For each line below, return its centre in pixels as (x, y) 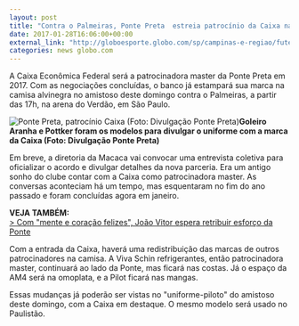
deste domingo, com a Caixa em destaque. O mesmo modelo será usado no (148, 305)
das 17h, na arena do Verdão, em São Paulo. (90, 104)
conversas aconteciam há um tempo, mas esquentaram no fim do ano (137, 186)
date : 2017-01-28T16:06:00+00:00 (71, 34)
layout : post (33, 17)
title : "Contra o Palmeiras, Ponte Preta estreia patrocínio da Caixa (145, 26)
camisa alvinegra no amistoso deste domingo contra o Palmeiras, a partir (143, 95)
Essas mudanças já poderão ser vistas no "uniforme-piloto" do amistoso (142, 295)
